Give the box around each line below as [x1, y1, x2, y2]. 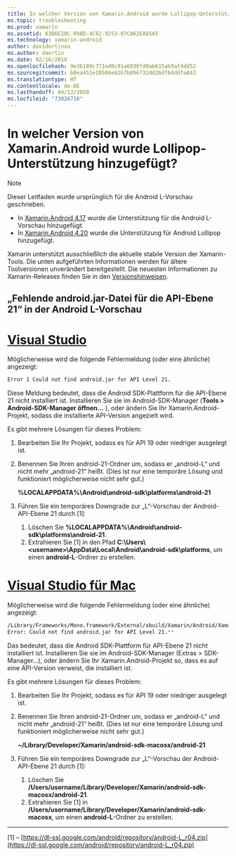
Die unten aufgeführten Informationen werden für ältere [26, 257, 188, 265]
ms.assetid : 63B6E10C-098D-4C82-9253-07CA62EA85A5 [7, 30, 159, 37]
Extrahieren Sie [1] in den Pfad [27, 538, 116, 546]
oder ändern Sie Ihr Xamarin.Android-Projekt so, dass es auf [43, 656, 218, 665]
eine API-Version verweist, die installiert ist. [7, 663, 133, 672]
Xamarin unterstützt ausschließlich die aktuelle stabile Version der [7, 249, 198, 258]
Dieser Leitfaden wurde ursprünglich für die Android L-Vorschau [7, 192, 193, 201]
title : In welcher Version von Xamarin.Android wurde [7, 10, 169, 18]
